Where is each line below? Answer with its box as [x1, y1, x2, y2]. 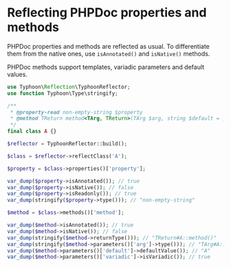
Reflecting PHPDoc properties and [7, 5, 207, 21]
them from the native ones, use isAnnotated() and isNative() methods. [7, 50, 210, 58]
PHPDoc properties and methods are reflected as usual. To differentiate [7, 42, 210, 50]
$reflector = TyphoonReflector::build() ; [7, 140, 128, 147]
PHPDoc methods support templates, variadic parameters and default [7, 63, 205, 71]
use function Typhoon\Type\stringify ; [7, 89, 118, 97]
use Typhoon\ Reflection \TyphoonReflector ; [7, 83, 131, 90]
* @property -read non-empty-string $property [10, 109, 143, 116]
